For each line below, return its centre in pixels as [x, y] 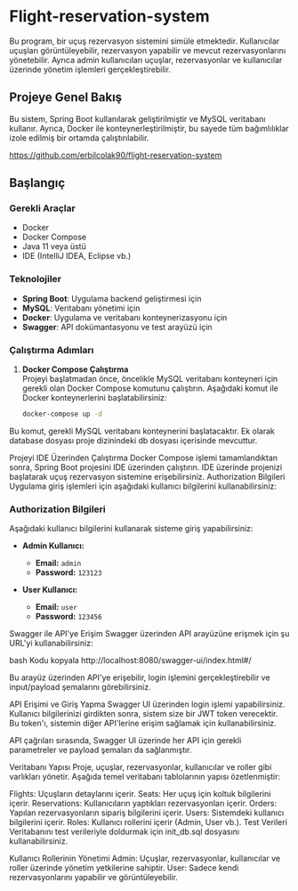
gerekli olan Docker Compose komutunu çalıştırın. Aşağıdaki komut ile [150, 388]
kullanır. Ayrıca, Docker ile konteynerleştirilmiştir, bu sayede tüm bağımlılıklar [149, 128]
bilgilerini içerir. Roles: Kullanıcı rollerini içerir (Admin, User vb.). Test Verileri [148, 822]
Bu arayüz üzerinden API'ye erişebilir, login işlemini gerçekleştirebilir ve [140, 677]
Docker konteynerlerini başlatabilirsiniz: [94, 398]
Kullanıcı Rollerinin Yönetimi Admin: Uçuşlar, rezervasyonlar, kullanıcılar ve [145, 859]
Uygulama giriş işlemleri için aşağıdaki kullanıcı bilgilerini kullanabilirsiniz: [143, 486]
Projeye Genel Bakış [66, 97]
